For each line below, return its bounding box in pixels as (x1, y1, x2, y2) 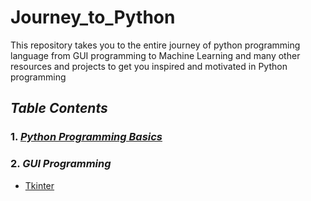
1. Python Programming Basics (10, 130, 163, 144)
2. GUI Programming (10, 157, 112, 171)
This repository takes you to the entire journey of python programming (10, 39, 301, 51)
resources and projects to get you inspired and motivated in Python (10, 60, 288, 72)
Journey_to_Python (10, 6, 176, 29)
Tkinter (24, 179, 55, 191)
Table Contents (10, 100, 108, 117)
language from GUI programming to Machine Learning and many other (10, 49, 301, 61)
